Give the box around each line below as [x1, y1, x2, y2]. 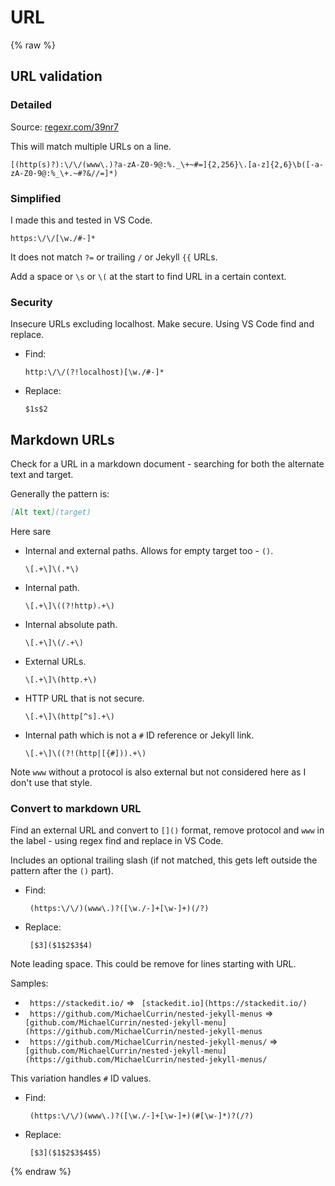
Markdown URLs [10, 431, 115, 448]
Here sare [10, 525, 52, 537]
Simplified [10, 191, 62, 205]
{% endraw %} [10, 1166, 72, 1178]
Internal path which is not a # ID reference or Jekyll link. [24, 729, 255, 741]
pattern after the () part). [10, 865, 114, 877]
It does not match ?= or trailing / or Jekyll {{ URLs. [10, 251, 218, 263]
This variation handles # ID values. [10, 1072, 152, 1085]
